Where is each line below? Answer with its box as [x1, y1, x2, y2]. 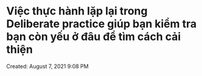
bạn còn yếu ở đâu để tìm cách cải [6, 30, 181, 43]
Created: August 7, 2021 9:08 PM [6, 62, 89, 70]
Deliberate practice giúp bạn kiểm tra [6, 17, 197, 31]
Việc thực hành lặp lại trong [6, 4, 148, 18]
